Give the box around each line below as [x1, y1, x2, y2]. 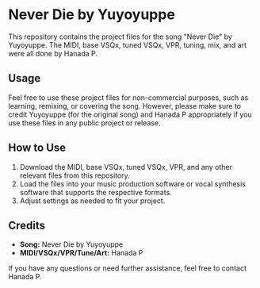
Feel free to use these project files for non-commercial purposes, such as [8, 93, 249, 102]
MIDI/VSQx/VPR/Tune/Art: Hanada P [19, 248, 143, 258]
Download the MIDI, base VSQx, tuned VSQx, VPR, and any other [19, 162, 232, 171]
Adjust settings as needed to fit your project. [19, 196, 166, 205]
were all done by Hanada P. [8, 48, 97, 58]
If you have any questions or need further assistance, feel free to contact [8, 263, 247, 273]
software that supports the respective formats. [19, 187, 172, 197]
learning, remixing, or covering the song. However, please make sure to [8, 101, 242, 110]
